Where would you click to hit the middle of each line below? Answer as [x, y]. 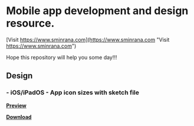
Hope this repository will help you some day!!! [62, 57]
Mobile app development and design [97, 11]
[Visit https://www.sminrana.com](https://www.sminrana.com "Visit [88, 39]
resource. [30, 23]
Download [19, 117]
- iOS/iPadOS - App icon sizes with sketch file [73, 92]
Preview [16, 105]
